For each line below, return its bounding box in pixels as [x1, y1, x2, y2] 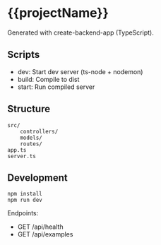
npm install [7, 191, 42, 198]
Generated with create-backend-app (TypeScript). [7, 28, 154, 37]
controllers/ [20, 128, 59, 135]
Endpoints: [7, 209, 39, 217]
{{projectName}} [7, 5, 109, 21]
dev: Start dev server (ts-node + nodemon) [17, 67, 143, 76]
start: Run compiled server [17, 83, 95, 91]
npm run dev [7, 196, 42, 204]
